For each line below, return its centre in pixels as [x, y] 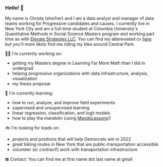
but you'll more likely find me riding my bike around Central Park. [70, 44]
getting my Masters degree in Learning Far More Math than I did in [79, 63]
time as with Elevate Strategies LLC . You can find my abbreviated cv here [78, 39]
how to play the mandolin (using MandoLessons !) [61, 118]
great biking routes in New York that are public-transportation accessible [85, 144]
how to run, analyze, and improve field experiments [63, 103]
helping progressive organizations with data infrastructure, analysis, [80, 74]
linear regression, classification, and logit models [61, 113]
